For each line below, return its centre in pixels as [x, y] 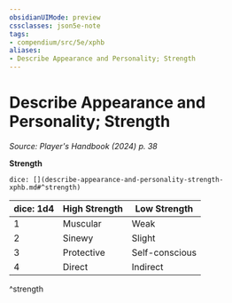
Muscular [82, 223]
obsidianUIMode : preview [55, 17]
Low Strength [164, 208]
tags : [19, 34]
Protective [84, 252]
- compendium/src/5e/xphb [57, 42]
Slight [143, 238]
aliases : [25, 51]
